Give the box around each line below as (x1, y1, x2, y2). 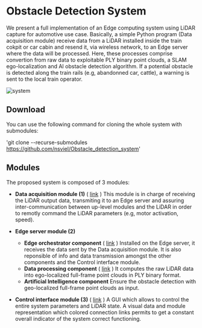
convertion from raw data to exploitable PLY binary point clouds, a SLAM (6, 56, 187, 63)
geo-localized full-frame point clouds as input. (24, 284, 140, 291)
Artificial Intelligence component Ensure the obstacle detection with (24, 277, 197, 285)
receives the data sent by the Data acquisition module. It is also (24, 245, 181, 253)
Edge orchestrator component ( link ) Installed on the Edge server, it (24, 239, 195, 247)
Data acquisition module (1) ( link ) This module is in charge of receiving (14, 190, 195, 197)
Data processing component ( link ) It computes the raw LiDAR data (24, 265, 194, 272)
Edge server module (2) (14, 227, 75, 235)
